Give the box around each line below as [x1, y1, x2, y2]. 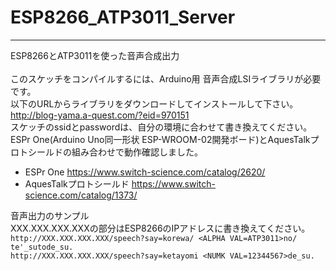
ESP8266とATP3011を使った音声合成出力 [10, 49, 180, 61]
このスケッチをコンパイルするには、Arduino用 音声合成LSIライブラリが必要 [10, 72, 322, 85]
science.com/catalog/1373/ [24, 189, 138, 201]
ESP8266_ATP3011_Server [10, 6, 236, 29]
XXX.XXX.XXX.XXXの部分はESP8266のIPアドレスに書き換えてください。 [10, 222, 311, 234]
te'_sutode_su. [10, 242, 74, 252]
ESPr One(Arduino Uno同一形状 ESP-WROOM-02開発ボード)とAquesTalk [10, 133, 311, 145]
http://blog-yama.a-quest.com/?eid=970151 [10, 109, 190, 121]
